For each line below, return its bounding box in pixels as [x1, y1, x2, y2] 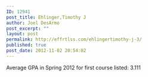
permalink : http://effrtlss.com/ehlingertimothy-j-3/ [6, 36, 143, 42]
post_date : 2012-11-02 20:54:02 [6, 48, 86, 54]
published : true [6, 42, 46, 48]
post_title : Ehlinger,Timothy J [6, 14, 86, 20]
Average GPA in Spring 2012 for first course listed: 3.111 [6, 64, 141, 71]
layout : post [6, 31, 39, 37]
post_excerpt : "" [6, 25, 49, 32]
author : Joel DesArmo [6, 20, 60, 26]
